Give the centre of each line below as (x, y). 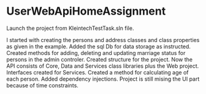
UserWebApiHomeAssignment (86, 11)
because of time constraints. (42, 85)
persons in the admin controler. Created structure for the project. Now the (100, 59)
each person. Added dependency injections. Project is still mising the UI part (103, 79)
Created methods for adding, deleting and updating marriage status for (96, 52)
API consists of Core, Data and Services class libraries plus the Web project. (103, 66)
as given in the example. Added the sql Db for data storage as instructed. (99, 46)
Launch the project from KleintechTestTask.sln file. (70, 28)
